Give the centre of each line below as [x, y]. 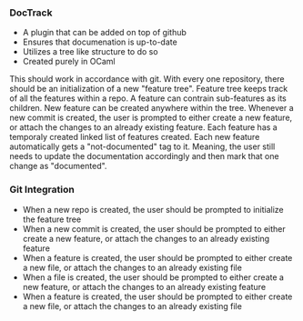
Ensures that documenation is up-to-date [100, 42]
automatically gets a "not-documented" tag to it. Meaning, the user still [142, 146]
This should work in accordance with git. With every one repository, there [147, 79]
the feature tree [52, 219]
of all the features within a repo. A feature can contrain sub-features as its [148, 98]
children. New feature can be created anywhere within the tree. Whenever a [151, 108]
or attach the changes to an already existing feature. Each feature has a [143, 127]
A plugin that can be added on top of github [104, 33]
